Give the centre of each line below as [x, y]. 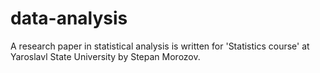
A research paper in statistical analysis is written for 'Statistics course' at [160, 46]
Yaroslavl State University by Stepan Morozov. [105, 56]
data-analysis [69, 18]
